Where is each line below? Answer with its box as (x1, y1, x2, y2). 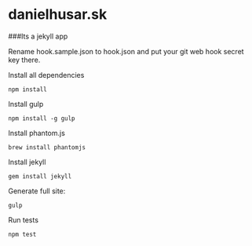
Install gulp (8, 99, 44, 108)
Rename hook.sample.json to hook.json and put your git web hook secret (8, 46, 245, 56)
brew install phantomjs (8, 143, 86, 151)
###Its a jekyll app (8, 31, 68, 41)
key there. (8, 55, 41, 64)
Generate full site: (8, 186, 66, 196)
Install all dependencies (8, 70, 85, 79)
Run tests (8, 215, 39, 225)
